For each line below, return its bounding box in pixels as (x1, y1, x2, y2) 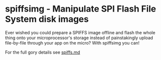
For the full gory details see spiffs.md (5, 49, 80, 55)
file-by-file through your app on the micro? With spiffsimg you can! (5, 40, 140, 45)
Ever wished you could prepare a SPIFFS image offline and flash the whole (5, 30, 156, 35)
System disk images (5, 14, 89, 25)
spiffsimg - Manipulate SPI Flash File (5, 3, 157, 15)
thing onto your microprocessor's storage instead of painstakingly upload (5, 35, 153, 41)
